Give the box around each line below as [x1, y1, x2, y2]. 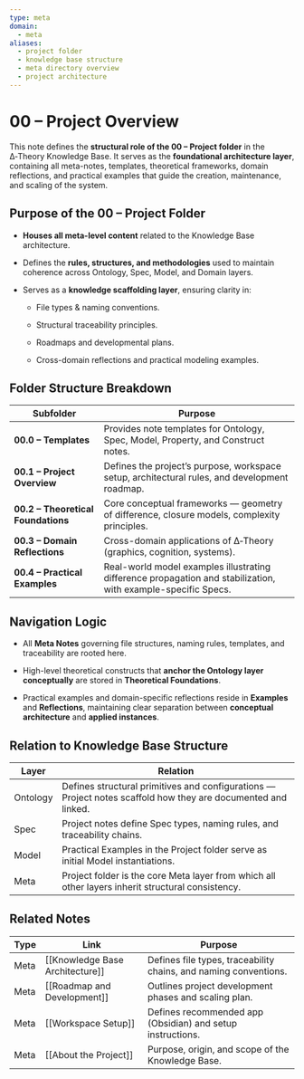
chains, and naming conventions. [147, 965, 288, 978]
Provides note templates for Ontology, [103, 423, 265, 435]
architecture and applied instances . [22, 711, 160, 722]
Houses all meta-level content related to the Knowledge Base [22, 230, 255, 241]
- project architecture [17, 72, 107, 81]
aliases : [9, 38, 43, 48]
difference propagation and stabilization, [103, 572, 276, 585]
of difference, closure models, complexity [103, 509, 280, 521]
